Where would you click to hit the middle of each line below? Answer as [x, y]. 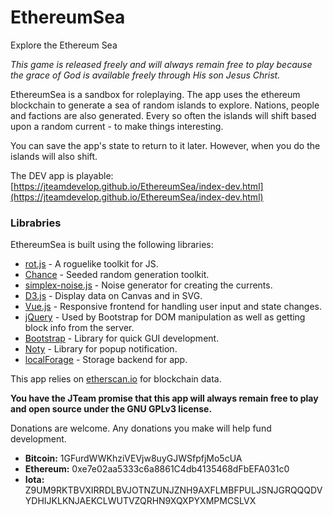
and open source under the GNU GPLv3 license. [111, 409]
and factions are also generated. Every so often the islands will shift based [163, 115]
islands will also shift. [54, 156]
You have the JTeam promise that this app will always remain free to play [164, 398]
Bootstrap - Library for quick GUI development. [122, 338]
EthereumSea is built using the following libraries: [112, 245]
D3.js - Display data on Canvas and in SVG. [113, 296]
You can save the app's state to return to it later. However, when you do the [165, 145]
